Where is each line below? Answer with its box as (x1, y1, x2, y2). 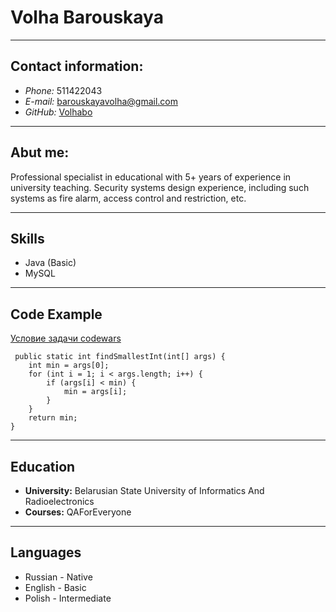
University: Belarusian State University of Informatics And (24, 485, 265, 496)
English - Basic (24, 581, 87, 593)
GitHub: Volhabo (24, 106, 93, 118)
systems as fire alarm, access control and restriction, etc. (10, 192, 247, 204)
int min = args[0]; (28, 361, 110, 371)
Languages (10, 544, 82, 561)
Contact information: (10, 58, 144, 75)
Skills (10, 230, 45, 247)
